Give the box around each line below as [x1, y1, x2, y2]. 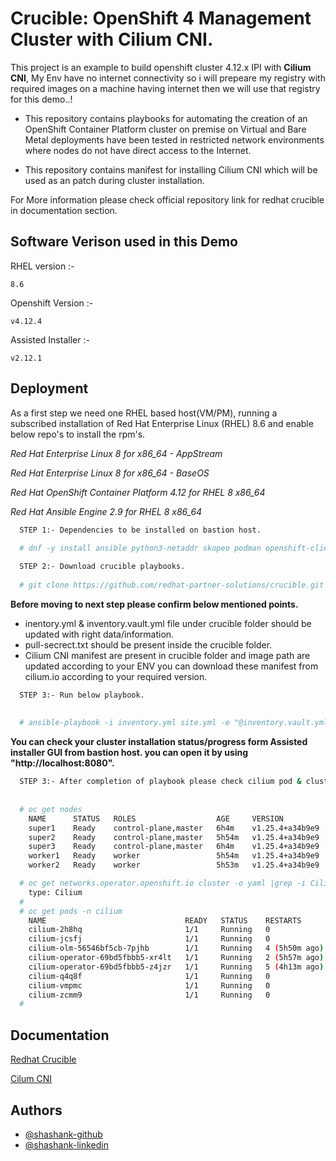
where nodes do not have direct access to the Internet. [24, 144, 252, 156]
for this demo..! [10, 93, 73, 105]
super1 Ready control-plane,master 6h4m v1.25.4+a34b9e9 [28, 823, 320, 833]
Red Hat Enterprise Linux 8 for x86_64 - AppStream [10, 447, 223, 459]
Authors [10, 1102, 63, 1119]
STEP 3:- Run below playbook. [19, 690, 145, 700]
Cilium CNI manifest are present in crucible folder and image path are [24, 649, 311, 661]
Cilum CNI [10, 1073, 53, 1085]
